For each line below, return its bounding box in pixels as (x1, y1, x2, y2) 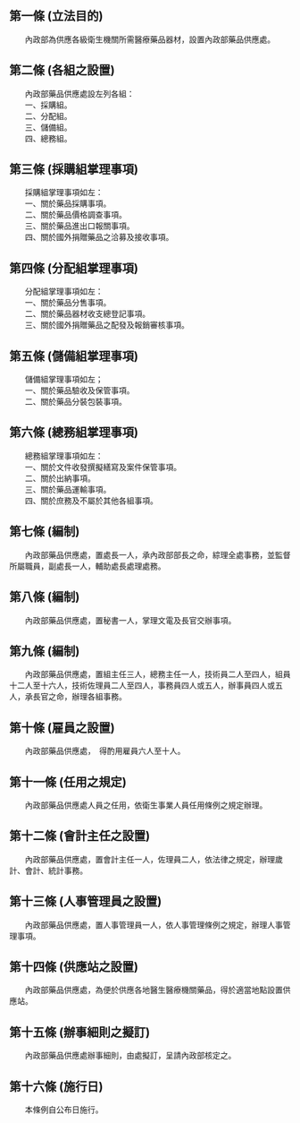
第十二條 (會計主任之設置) (9, 828, 150, 844)
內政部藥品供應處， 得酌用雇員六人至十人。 (24, 746, 186, 757)
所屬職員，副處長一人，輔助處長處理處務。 (9, 561, 166, 571)
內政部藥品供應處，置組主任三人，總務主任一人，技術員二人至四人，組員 (24, 669, 291, 680)
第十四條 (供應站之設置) (9, 959, 138, 974)
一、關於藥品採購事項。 (24, 198, 112, 209)
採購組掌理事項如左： (24, 187, 104, 198)
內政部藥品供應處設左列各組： (24, 88, 135, 99)
